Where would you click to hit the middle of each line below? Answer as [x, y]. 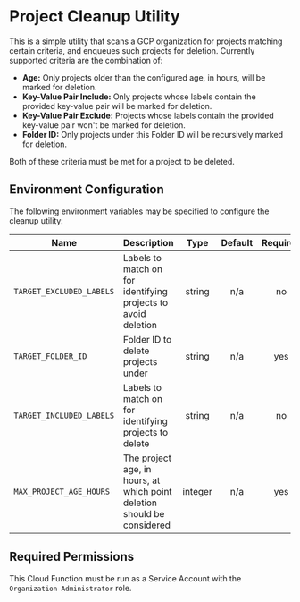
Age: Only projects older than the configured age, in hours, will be [144, 77]
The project [148, 458]
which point [148, 491]
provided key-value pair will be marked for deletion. [117, 106]
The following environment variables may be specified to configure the [139, 211]
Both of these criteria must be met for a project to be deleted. [122, 161]
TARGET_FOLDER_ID [50, 356]
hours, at [142, 480]
